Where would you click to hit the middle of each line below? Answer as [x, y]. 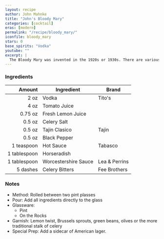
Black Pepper [58, 138]
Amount [28, 90]
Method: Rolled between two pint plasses [54, 194]
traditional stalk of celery [37, 226]
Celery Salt [55, 121]
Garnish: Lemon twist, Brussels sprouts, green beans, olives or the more [85, 220]
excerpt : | [16, 55]
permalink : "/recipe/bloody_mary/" [41, 32]
